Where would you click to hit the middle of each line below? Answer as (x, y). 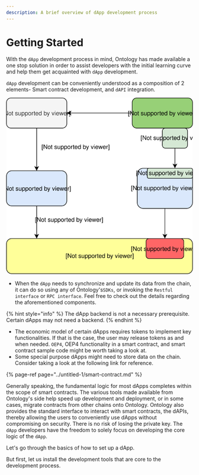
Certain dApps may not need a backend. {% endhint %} (74, 320)
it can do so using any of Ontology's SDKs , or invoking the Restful (94, 290)
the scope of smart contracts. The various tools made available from (90, 392)
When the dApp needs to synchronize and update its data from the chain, (103, 284)
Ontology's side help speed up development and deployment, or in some (95, 399)
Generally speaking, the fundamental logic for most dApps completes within (99, 386)
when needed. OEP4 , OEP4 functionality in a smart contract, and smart (100, 344)
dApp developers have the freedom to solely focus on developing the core (96, 430)
